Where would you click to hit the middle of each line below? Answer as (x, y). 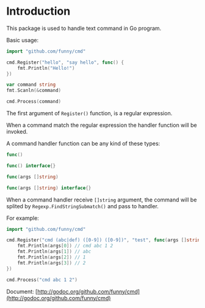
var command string (31, 85)
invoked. (17, 132)
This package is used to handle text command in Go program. (84, 28)
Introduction (38, 11)
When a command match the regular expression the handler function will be (102, 125)
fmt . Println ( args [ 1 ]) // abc (54, 252)
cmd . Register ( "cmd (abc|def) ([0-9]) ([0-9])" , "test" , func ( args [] (97, 240)
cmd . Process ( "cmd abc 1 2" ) (42, 280)
